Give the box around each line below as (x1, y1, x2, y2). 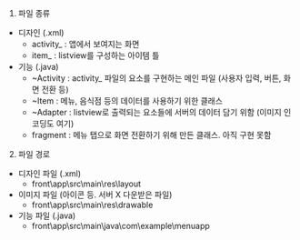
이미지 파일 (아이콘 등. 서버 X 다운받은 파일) (17, 189, 173, 200)
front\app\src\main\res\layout (31, 178, 142, 189)
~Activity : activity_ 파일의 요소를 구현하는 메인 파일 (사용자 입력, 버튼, (31, 73, 282, 84)
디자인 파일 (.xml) (17, 168, 82, 179)
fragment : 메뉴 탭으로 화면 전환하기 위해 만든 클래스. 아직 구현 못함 (31, 130, 272, 140)
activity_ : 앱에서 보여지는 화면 (31, 39, 140, 49)
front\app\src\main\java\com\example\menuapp (31, 221, 211, 231)
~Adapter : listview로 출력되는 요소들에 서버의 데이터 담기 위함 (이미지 (31, 107, 282, 117)
